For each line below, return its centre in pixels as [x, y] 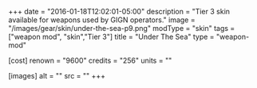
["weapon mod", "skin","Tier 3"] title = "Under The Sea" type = [111, 36]
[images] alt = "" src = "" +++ [57, 76]
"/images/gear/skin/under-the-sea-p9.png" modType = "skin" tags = [122, 28]
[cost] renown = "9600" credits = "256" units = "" [90, 60]
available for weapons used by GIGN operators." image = [102, 20]
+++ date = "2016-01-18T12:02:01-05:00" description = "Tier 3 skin [119, 11]
